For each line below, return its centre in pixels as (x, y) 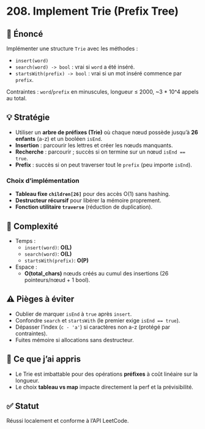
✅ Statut (23, 406)
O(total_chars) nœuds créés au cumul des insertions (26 (96, 273)
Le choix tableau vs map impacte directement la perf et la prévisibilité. (104, 387)
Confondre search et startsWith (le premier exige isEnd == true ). (98, 320)
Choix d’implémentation (43, 181)
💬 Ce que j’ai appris (44, 359)
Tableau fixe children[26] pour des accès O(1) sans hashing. (92, 194)
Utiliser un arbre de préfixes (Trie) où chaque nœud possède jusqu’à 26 (106, 132)
